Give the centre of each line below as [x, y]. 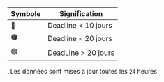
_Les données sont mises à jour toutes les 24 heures [82, 71]
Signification [81, 14]
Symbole [26, 14]
